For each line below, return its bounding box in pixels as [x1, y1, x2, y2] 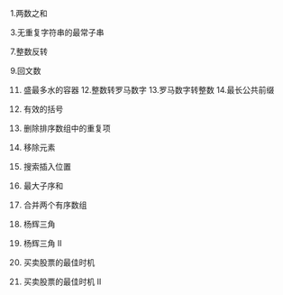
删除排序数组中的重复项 [23, 123, 111, 134]
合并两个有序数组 [23, 199, 87, 210]
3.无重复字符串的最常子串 [10, 27, 105, 38]
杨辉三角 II [23, 238, 62, 248]
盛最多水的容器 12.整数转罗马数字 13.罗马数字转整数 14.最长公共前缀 [23, 85, 275, 95]
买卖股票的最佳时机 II [23, 276, 102, 287]
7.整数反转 [10, 46, 49, 57]
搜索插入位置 [23, 161, 71, 171]
